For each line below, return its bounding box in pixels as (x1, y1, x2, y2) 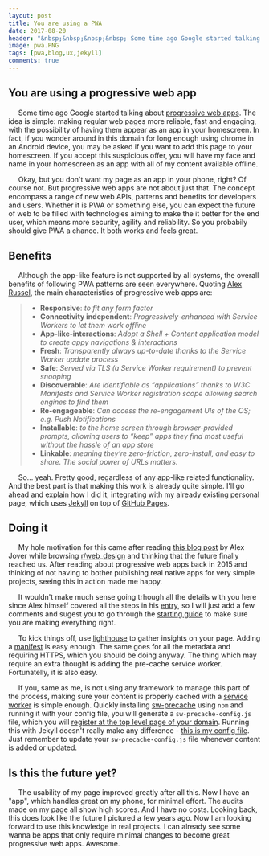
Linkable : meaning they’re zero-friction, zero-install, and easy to (39, 448, 255, 458)
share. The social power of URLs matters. (39, 457, 178, 466)
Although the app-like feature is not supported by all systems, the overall (18, 270, 259, 280)
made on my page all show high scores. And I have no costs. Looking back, (8, 805, 258, 814)
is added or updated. (8, 743, 78, 752)
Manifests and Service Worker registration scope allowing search (39, 388, 258, 398)
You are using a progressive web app (8, 86, 197, 100)
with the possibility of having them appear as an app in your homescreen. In (8, 125, 259, 134)
